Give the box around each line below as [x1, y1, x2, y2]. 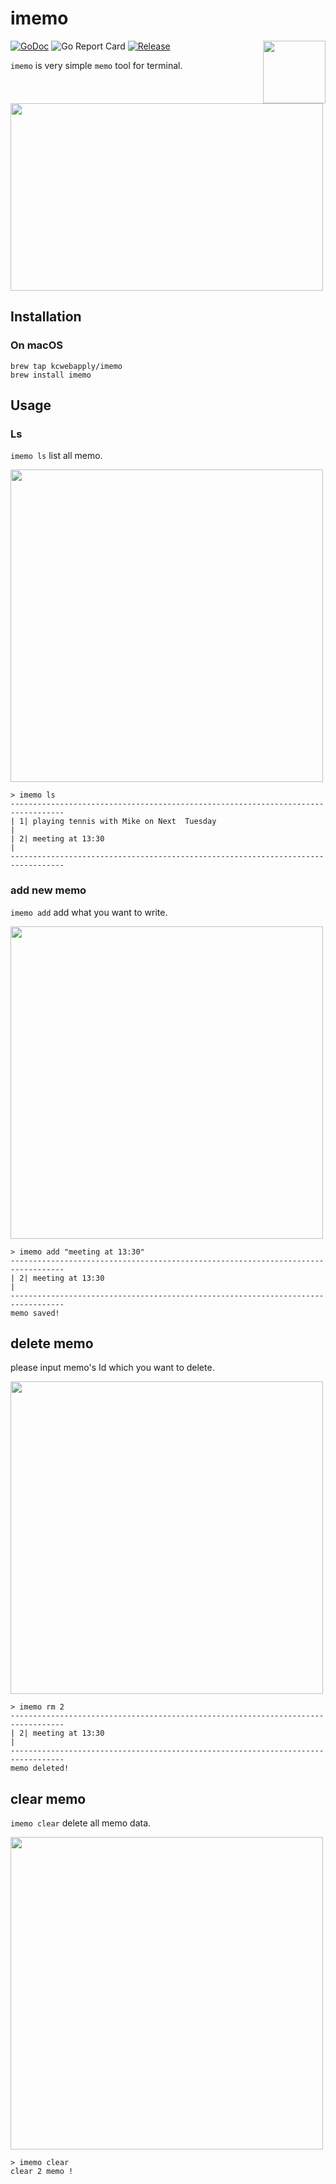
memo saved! [10, 1308, 60, 1318]
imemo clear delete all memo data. [10, 1817, 152, 1829]
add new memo [10, 883, 87, 897]
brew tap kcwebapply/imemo [10, 361, 123, 371]
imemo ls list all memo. [10, 450, 103, 462]
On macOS [10, 338, 64, 352]
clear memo [10, 1790, 87, 1807]
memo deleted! [10, 1763, 70, 1774]
